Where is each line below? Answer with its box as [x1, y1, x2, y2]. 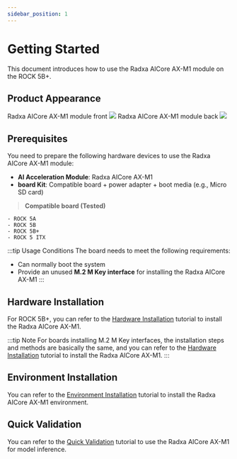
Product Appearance [7, 92, 101, 104]
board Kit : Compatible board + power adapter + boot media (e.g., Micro [17, 180, 227, 189]
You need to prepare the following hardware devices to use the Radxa [7, 152, 211, 160]
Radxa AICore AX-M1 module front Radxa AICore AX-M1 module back [7, 112, 219, 121]
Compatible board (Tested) [24, 201, 106, 210]
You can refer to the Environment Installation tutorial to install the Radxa [7, 390, 216, 399]
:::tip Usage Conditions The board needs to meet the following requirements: [7, 246, 231, 255]
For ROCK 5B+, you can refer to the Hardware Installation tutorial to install [7, 315, 223, 323]
